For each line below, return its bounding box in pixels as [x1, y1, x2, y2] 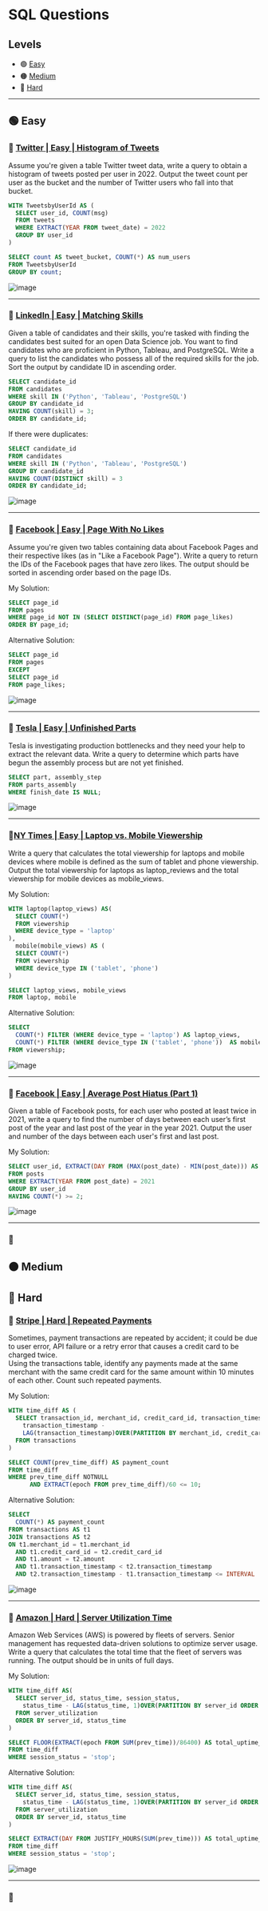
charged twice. [8, 1350, 58, 1360]
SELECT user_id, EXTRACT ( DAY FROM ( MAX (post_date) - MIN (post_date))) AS [8, 1163, 259, 1171]
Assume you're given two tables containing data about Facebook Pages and [8, 542, 258, 551]
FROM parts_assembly [8, 780, 77, 789]
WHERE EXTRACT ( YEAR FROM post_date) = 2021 [8, 1177, 156, 1185]
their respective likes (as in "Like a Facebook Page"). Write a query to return [8, 551, 258, 560]
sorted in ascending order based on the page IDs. [8, 567, 171, 577]
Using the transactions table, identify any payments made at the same [8, 1359, 238, 1368]
